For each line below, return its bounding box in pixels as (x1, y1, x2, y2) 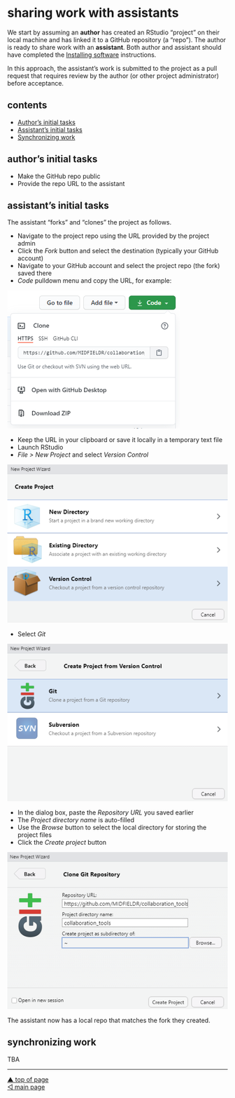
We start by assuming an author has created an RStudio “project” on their (7, 28, 220, 36)
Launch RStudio (17, 443, 64, 452)
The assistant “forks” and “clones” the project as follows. (7, 218, 172, 227)
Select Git (17, 629, 46, 638)
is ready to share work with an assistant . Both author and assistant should (7, 43, 222, 51)
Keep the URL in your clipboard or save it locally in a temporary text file (17, 436, 222, 444)
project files (17, 831, 52, 839)
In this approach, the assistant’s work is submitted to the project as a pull (7, 64, 218, 72)
